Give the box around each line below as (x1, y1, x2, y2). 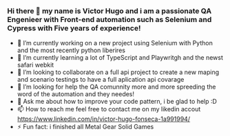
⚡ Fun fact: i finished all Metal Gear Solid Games (17, 123, 154, 131)
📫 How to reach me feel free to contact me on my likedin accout (17, 105, 201, 113)
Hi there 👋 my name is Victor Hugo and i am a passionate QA (7, 6, 212, 16)
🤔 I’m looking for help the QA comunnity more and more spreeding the (17, 82, 216, 91)
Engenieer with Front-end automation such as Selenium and (7, 14, 212, 24)
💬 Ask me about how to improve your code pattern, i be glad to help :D (17, 98, 217, 106)
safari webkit (17, 61, 54, 69)
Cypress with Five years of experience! (7, 23, 141, 33)
